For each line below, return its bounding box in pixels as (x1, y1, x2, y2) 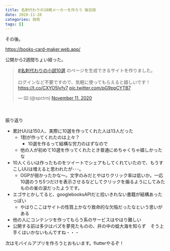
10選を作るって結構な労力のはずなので (27, 140, 108, 147)
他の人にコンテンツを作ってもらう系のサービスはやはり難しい (12, 217, 142, 223)
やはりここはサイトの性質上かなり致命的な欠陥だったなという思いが (20, 204, 163, 210)
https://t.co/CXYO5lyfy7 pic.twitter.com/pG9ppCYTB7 (17, 85, 131, 91)
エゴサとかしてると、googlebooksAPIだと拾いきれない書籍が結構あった (12, 191, 163, 198)
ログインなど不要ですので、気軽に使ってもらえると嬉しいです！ (17, 79, 151, 85)
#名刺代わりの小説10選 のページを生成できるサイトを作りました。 (17, 67, 156, 74)
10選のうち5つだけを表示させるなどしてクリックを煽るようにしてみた (20, 178, 165, 185)
